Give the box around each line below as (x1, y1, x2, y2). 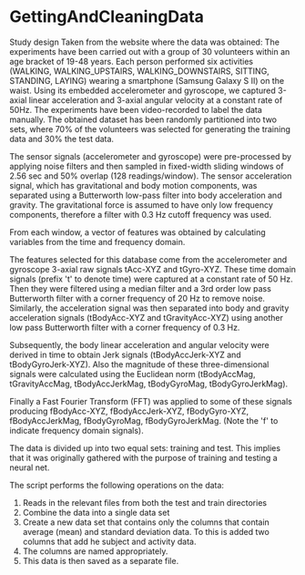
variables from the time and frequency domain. (9, 236, 186, 247)
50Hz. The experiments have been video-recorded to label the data (9, 104, 262, 115)
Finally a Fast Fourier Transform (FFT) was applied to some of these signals (9, 395, 293, 406)
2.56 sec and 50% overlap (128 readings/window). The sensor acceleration (9, 170, 292, 181)
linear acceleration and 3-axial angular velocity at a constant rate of (28, 94, 283, 106)
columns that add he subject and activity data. (22, 536, 197, 547)
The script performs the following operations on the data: (9, 479, 225, 490)
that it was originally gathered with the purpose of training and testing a (9, 452, 278, 463)
